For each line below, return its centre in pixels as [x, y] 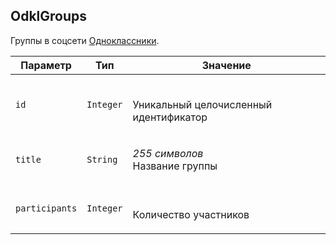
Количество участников [191, 214]
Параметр [46, 65]
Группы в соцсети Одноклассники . [85, 40]
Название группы [175, 166]
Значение [226, 65]
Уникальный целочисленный [202, 104]
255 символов [168, 153]
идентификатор [170, 117]
